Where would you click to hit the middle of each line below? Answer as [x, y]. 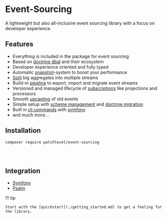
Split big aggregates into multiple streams [55, 77]
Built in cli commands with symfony [49, 109]
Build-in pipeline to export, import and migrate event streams [75, 83]
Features [19, 44]
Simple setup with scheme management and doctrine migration [78, 104]
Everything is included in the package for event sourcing [70, 56]
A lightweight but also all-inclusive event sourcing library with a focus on [80, 23]
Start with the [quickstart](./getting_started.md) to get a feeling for [84, 207]
